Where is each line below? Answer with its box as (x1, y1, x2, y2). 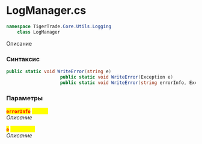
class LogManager (17, 29, 61, 35)
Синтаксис (6, 55, 40, 63)
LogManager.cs (6, 4, 87, 17)
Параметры (6, 94, 43, 102)
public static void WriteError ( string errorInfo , (60, 79, 187, 86)
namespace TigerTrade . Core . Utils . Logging (6, 23, 112, 29)
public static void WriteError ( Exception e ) (60, 74, 173, 80)
